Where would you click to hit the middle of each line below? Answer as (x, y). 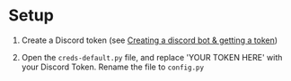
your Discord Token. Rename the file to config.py (112, 67)
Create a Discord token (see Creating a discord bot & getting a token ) (150, 40)
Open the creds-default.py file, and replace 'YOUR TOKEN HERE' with (152, 57)
